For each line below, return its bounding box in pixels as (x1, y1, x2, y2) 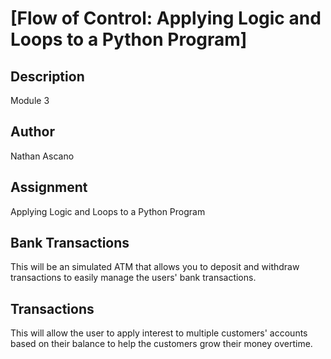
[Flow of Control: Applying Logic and (10, 7, 322, 30)
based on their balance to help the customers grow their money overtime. (10, 338, 313, 350)
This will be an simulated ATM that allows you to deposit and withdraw (10, 261, 300, 273)
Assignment (10, 179, 88, 196)
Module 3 (10, 95, 50, 106)
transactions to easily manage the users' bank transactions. (10, 272, 257, 284)
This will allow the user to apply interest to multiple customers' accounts (10, 327, 308, 339)
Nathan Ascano (10, 150, 75, 162)
